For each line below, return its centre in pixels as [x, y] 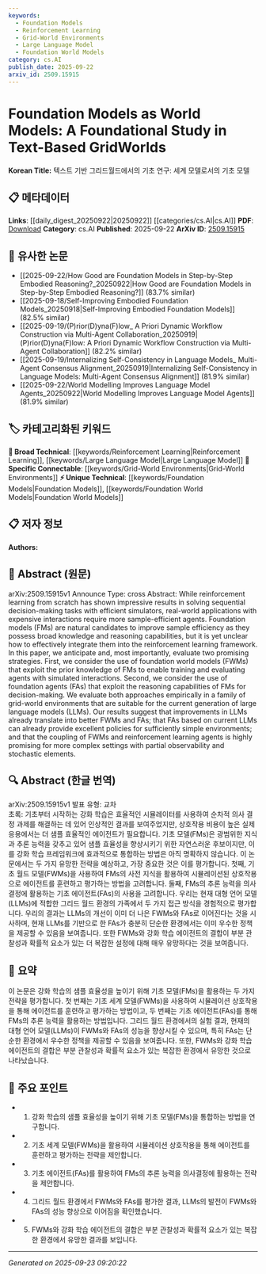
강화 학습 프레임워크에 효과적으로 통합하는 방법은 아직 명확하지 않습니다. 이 [131, 854]
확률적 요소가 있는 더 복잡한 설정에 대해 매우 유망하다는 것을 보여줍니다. [139, 943]
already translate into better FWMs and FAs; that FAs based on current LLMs [133, 720]
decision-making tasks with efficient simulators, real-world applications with [133, 610]
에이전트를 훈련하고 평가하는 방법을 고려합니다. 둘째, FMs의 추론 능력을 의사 [139, 883]
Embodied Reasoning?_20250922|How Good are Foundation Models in [135, 284]
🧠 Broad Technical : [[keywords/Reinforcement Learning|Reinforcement [124, 452]
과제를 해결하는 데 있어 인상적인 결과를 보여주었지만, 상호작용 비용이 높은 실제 [136, 824]
